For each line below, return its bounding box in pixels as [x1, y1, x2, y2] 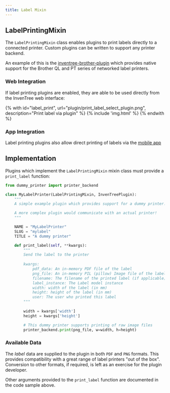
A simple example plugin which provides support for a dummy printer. [14, 201, 166, 206]
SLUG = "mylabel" [14, 229, 51, 234]
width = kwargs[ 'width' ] [23, 309, 76, 314]
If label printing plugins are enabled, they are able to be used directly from [5, 90, 160, 96]
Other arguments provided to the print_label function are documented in [5, 376, 158, 382]
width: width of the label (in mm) [32, 285, 108, 290]
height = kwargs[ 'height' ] [23, 313, 80, 319]
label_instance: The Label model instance [32, 280, 123, 286]
